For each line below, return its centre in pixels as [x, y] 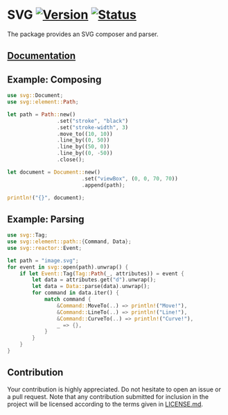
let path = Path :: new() [42, 115]
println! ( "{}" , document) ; [46, 198]
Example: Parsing [46, 219]
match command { [68, 299]
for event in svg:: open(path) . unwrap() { [68, 267]
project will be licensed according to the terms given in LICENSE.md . [105, 404]
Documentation [42, 56]
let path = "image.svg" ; [43, 260]
